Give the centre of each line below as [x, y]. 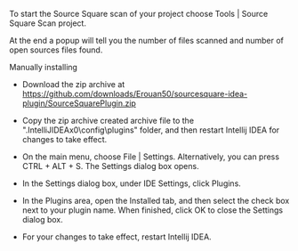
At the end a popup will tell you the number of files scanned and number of [147, 40]
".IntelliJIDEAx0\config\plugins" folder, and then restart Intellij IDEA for [151, 130]
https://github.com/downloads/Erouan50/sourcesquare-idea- [134, 94]
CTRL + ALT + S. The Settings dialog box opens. [110, 166]
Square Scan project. [48, 23]
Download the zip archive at [73, 84]
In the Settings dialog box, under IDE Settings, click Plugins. [132, 183]
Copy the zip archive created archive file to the [108, 121]
